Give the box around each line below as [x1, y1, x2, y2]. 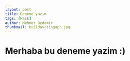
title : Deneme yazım [5, 12, 47, 16]
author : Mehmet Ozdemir [5, 20, 53, 25]
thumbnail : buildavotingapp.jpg [5, 25, 70, 30]
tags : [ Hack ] [5, 16, 32, 21]
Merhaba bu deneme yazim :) [5, 46, 126, 57]
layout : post [5, 7, 32, 12]
